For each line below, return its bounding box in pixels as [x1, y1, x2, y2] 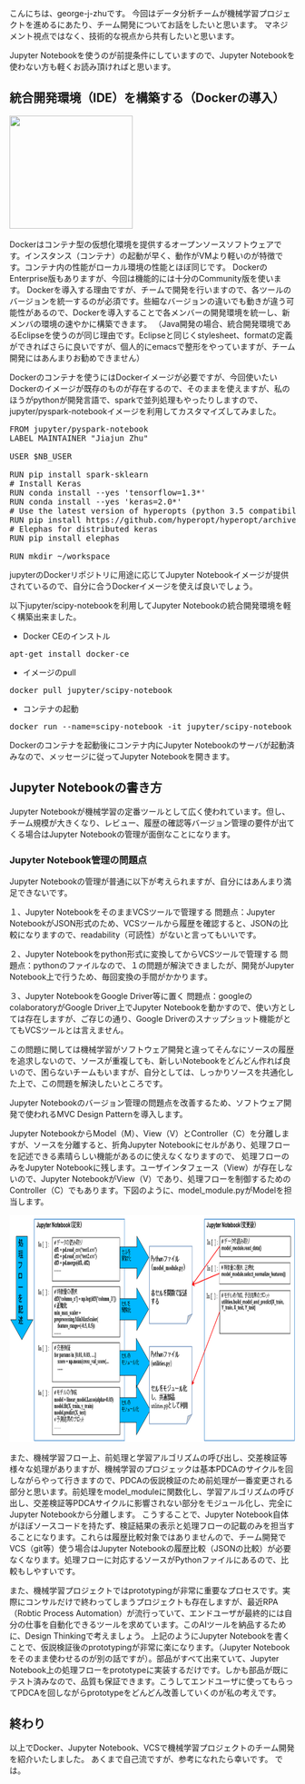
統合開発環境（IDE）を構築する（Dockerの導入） [9, 90, 285, 106]
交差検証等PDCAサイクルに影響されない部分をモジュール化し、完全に [33, 1497, 293, 1508]
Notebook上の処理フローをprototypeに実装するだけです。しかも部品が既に [9, 1664, 289, 1675]
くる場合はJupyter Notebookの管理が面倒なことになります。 [9, 828, 236, 839]
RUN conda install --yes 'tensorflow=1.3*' [9, 487, 206, 498]
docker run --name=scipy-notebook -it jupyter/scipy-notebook [9, 721, 292, 731]
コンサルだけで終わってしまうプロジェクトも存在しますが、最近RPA [25, 1596, 279, 1607]
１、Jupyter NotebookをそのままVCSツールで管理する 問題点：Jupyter [9, 907, 275, 917]
